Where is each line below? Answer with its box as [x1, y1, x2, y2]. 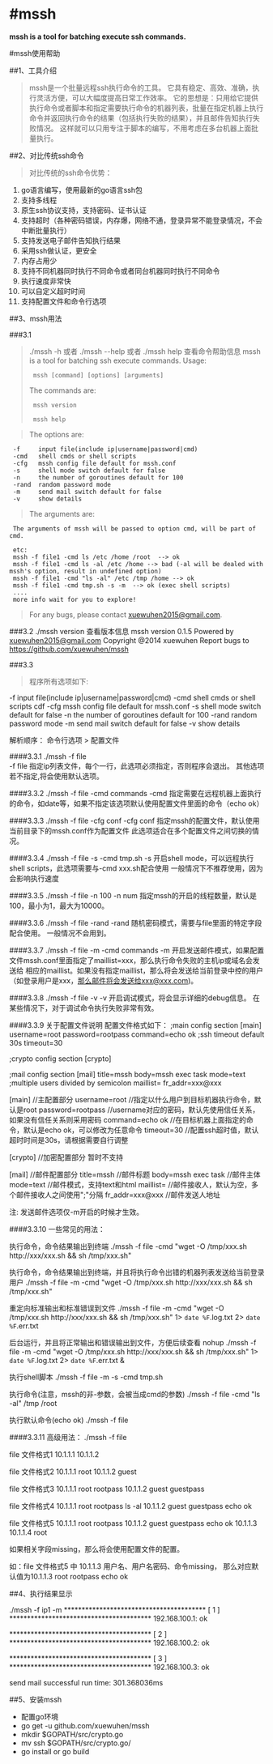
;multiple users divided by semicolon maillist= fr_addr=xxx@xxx [9, 1078, 222, 1088]
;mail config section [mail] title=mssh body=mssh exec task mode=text [9, 1069, 246, 1079]
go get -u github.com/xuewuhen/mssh [20, 1720, 150, 1730]
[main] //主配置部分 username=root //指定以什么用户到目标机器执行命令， [9, 1094, 254, 1104]
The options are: [28, 429, 84, 439]
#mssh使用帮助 [9, 48, 61, 58]
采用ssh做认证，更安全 [20, 245, 97, 255]
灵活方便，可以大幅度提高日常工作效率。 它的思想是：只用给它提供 [36, 92, 258, 102]
